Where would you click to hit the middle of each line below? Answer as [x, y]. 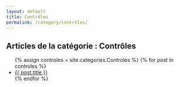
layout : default [26, 11]
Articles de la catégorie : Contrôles [71, 46]
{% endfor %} [31, 79]
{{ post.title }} [31, 72]
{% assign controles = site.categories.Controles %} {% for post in [94, 60]
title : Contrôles [27, 17]
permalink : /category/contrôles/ [47, 22]
